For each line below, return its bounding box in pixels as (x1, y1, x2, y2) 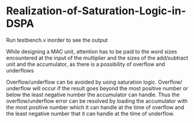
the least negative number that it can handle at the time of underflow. (6, 110, 174, 117)
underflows (6, 67, 34, 74)
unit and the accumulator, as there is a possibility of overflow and (6, 61, 166, 68)
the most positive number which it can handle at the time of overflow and (6, 103, 185, 111)
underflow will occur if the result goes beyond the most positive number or (6, 84, 188, 92)
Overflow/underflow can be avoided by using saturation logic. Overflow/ (6, 78, 182, 86)
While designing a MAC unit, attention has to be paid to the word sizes (6, 48, 177, 55)
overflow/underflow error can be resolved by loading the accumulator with (6, 97, 188, 105)
